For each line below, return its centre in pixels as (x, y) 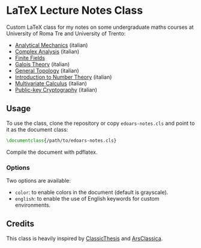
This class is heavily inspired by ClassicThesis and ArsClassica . (85, 238)
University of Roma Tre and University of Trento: (66, 33)
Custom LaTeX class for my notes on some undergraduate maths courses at (100, 27)
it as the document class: (37, 129)
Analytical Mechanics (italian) (51, 45)
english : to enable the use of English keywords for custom (87, 198)
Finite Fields (30, 58)
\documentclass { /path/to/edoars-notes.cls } (61, 141)
